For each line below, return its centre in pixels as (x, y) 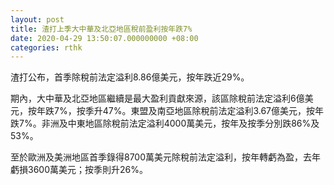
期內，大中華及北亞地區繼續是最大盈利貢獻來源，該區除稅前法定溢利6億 (157, 98)
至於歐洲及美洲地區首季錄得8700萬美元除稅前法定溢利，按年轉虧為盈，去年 (166, 157)
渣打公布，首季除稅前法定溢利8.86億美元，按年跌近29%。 (130, 77)
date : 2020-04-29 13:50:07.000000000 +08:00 (104, 38)
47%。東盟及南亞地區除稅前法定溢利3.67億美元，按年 (213, 111)
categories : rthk (46, 47)
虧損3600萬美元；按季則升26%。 (79, 170)
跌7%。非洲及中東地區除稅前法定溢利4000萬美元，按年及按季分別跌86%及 (165, 123)
